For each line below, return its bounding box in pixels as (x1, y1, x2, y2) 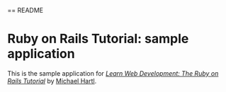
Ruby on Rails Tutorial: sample (7, 31, 189, 47)
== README (7, 6, 44, 14)
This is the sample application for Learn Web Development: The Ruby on (7, 69, 219, 77)
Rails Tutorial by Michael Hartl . (7, 76, 97, 85)
